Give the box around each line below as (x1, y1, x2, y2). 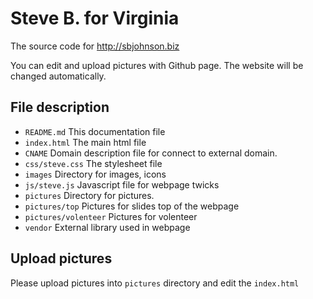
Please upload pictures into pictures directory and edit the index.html (10, 277, 300, 289)
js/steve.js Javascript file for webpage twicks (24, 178, 220, 191)
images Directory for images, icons (24, 168, 167, 180)
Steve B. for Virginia (10, 7, 180, 30)
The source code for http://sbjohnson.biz (10, 40, 180, 52)
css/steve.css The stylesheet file (24, 157, 163, 169)
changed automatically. (10, 70, 107, 82)
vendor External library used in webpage (24, 221, 191, 233)
